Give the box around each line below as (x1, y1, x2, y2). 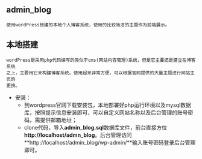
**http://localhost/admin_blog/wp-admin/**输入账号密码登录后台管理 (24, 139, 196, 146)
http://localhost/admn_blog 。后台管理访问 (24, 131, 132, 139)
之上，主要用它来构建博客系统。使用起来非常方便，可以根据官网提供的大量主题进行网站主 (6, 70, 195, 76)
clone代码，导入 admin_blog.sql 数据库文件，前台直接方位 (24, 124, 168, 131)
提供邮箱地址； (40, 116, 77, 124)
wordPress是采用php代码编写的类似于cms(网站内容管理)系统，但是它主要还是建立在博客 (6, 57, 196, 63)
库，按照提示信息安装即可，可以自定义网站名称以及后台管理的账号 (24, 109, 188, 116)
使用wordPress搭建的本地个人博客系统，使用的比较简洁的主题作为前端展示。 (6, 22, 170, 28)
